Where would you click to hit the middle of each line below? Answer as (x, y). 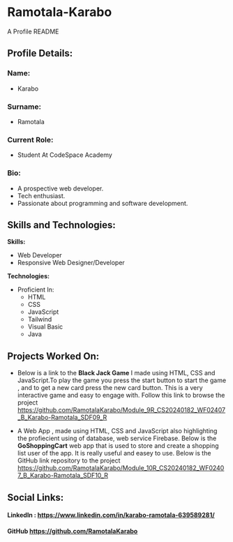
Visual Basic (45, 327)
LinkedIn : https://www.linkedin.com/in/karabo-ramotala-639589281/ (111, 515)
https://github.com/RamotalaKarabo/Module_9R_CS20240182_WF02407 (121, 410)
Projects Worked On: (53, 356)
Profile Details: (40, 53)
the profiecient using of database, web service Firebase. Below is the (117, 438)
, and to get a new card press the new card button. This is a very (110, 388)
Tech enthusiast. (41, 195)
